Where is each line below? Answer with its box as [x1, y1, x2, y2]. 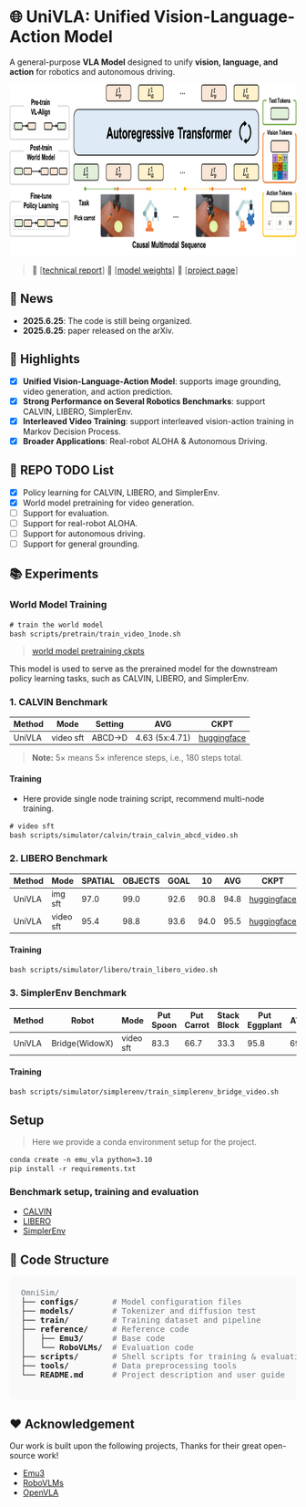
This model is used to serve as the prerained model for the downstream [9, 663, 278, 674]
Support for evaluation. [22, 507, 109, 518]
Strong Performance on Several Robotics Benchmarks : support [22, 395, 266, 407]
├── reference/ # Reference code [21, 1325, 189, 1335]
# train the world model [9, 620, 104, 629]
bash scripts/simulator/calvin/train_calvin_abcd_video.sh [9, 831, 239, 840]
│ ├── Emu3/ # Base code [21, 1334, 166, 1344]
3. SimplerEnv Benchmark [9, 987, 127, 1000]
